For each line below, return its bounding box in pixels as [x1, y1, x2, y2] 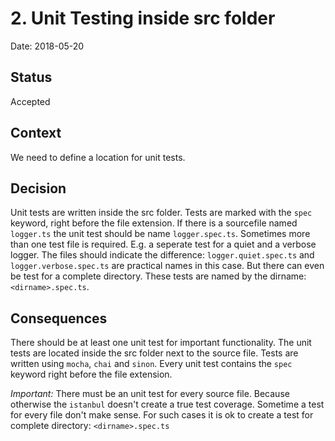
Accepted [10, 95, 51, 107]
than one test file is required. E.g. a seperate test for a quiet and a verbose [10, 238, 317, 251]
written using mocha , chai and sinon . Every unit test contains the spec [10, 358, 293, 370]
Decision [10, 180, 67, 197]
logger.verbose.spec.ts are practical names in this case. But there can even [10, 260, 325, 272]
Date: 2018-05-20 [10, 40, 85, 52]
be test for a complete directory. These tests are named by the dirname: [10, 270, 307, 282]
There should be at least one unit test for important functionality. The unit [10, 337, 312, 349]
